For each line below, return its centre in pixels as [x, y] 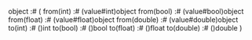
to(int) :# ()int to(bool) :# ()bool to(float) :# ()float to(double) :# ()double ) [125, 28]
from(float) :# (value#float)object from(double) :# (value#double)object [123, 20]
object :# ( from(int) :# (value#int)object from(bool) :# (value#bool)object [126, 11]
